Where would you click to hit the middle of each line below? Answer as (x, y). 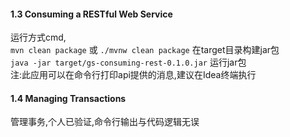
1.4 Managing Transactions (68, 98)
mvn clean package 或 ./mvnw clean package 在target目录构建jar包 (145, 50)
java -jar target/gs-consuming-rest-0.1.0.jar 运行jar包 (128, 62)
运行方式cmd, (38, 37)
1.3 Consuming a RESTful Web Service (91, 14)
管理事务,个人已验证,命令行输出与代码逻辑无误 (105, 122)
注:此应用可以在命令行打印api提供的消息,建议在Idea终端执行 (133, 75)
